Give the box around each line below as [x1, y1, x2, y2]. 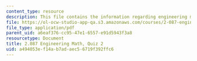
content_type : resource [6, 8, 64, 15]
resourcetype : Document [6, 35, 64, 41]
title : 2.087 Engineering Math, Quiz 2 [6, 41, 104, 47]
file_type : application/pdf [6, 24, 75, 31]
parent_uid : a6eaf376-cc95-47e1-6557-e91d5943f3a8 [6, 30, 133, 36]
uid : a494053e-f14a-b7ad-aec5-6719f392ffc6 [6, 46, 114, 52]
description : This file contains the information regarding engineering [6, 14, 188, 20]
